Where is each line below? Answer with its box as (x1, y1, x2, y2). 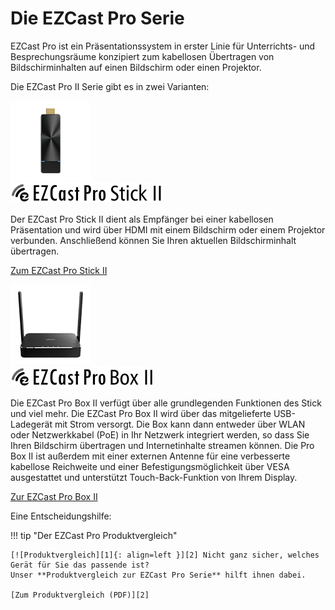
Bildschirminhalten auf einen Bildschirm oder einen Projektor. (10, 61, 262, 73)
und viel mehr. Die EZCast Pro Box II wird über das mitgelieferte (10, 407, 272, 419)
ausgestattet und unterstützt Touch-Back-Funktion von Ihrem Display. (10, 471, 298, 483)
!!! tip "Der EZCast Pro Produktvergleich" (10, 529, 178, 541)
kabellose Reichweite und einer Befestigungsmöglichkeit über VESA (10, 460, 290, 472)
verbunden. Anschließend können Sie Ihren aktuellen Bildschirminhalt (10, 234, 297, 246)
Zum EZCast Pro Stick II (10, 264, 108, 276)
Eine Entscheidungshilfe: (10, 510, 112, 522)
